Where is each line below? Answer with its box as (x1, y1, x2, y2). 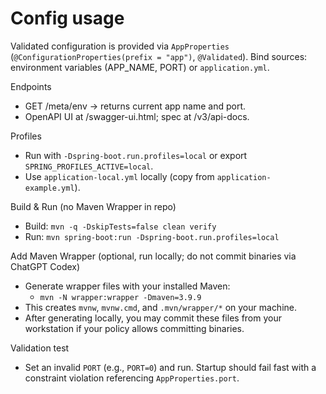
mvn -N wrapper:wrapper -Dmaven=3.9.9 (39, 292, 202, 302)
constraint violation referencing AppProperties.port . (24, 372, 240, 384)
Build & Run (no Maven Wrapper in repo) (10, 200, 177, 212)
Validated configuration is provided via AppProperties (10, 40, 230, 52)
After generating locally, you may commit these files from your (24, 312, 282, 324)
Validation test (10, 342, 70, 354)
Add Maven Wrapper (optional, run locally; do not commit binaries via (10, 250, 297, 262)
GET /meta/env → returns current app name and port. (24, 100, 247, 112)
